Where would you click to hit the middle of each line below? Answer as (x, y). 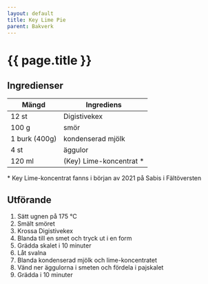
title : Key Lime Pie (37, 20)
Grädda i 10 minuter (45, 275)
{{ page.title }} (50, 60)
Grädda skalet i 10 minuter (54, 245)
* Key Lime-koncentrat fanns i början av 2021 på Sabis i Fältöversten (104, 178)
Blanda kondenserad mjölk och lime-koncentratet (87, 260)
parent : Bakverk (30, 26)
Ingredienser (35, 86)
